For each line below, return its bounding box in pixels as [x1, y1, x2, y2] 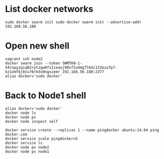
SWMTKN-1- [62, 60, 82, 66]
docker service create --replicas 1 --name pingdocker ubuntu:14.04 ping [5, 128, 160, 132]
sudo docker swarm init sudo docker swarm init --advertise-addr [5, 20, 141, 25]
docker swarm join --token [5, 60, 60, 66]
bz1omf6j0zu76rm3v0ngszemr [5, 69, 60, 74]
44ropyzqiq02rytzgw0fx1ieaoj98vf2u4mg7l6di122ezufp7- [5, 65, 118, 70]
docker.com [5, 132, 27, 137]
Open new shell [5, 40, 70, 52]
